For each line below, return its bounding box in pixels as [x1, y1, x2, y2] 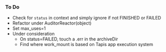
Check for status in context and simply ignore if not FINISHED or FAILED [12, 15, 161, 21]
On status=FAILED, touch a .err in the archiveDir [19, 36, 118, 42]
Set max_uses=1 [12, 25, 46, 31]
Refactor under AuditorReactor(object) [12, 20, 92, 26]
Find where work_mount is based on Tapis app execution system [19, 41, 154, 47]
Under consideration [12, 31, 55, 37]
